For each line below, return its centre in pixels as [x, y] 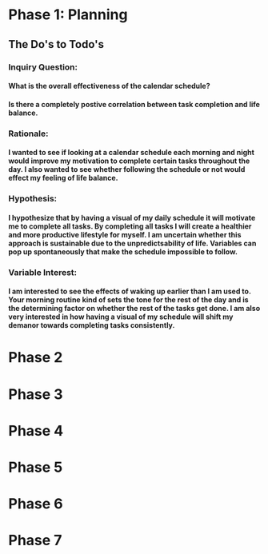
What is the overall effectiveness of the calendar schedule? [109, 86]
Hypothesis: [33, 199]
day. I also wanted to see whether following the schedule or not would [127, 169]
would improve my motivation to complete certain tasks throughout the [129, 161]
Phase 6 [36, 504]
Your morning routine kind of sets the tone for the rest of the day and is [129, 300]
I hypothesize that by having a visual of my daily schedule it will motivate [132, 217]
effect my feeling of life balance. [63, 178]
